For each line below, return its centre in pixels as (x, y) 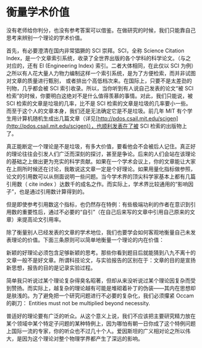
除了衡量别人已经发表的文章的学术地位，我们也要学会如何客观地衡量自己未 (98, 232)
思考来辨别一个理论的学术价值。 (46, 37)
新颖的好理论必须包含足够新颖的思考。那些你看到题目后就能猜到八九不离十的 (101, 252)
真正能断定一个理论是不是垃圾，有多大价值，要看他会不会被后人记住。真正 (98, 146)
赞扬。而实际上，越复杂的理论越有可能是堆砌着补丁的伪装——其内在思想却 (103, 288)
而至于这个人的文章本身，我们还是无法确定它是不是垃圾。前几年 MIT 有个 (97, 111)
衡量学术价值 (38, 12)
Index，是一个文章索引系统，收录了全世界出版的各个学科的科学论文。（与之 (99, 58)
